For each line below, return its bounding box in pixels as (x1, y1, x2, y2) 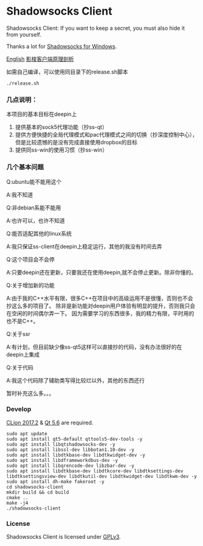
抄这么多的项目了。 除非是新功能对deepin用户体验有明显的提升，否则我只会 (6, 302, 196, 309)
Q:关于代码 (6, 363, 33, 371)
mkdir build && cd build (6, 489, 69, 495)
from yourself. (6, 30, 41, 38)
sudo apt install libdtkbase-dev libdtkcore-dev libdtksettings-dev (6, 467, 184, 474)
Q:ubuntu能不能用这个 (6, 178, 62, 185)
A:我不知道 (6, 191, 33, 198)
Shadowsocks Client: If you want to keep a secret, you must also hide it (6, 24, 185, 32)
